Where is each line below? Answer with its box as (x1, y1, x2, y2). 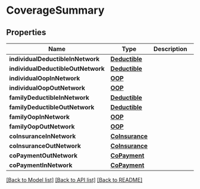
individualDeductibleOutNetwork (9, 65, 105, 73)
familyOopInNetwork (9, 113, 70, 121)
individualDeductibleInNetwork (9, 55, 100, 63)
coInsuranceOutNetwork (9, 142, 82, 150)
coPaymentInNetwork (9, 161, 73, 169)
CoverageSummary (6, 4, 105, 17)
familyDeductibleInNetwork (9, 93, 89, 102)
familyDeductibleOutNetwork (9, 103, 95, 111)
